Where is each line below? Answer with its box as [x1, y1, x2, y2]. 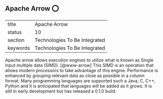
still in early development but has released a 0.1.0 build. [5, 88, 116, 94]
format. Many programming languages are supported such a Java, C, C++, [5, 78, 156, 83]
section [7, 37, 25, 43]
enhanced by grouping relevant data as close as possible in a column [5, 73, 145, 79]
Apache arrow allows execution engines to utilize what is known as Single [5, 57, 154, 63]
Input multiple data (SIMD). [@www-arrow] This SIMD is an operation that [5, 62, 154, 68]
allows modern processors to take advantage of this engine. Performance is [5, 67, 158, 73]
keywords [7, 44, 30, 51]
